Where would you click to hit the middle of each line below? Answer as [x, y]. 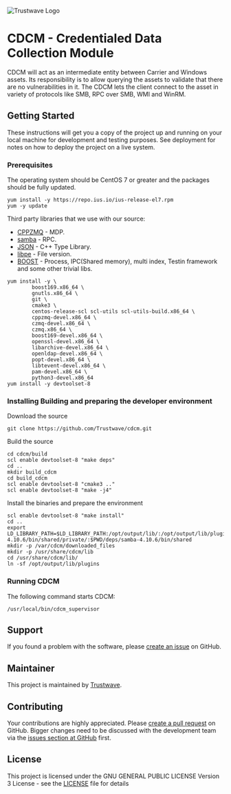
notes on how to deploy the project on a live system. [81, 147]
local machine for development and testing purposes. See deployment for [111, 140]
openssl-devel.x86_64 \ [66, 342]
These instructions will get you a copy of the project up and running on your [114, 132]
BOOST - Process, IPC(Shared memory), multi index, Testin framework [117, 261]
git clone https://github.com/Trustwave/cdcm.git [80, 429]
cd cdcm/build [27, 454]
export [16, 528]
